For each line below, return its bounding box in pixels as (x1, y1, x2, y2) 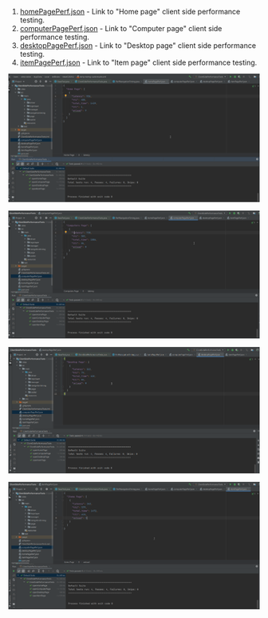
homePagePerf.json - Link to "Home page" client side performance (19, 7, 241, 16)
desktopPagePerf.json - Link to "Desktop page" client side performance (19, 41, 257, 50)
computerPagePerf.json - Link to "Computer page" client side (19, 24, 223, 33)
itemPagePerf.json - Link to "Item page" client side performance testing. (19, 58, 258, 67)
